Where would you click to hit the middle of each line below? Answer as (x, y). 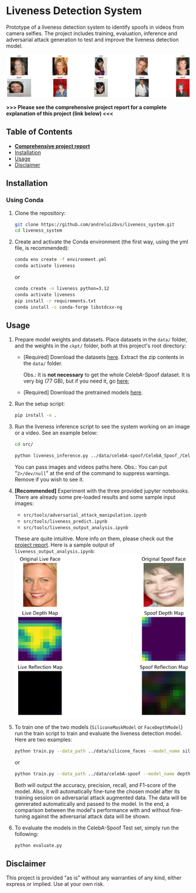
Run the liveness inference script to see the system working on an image (102, 427)
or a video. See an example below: (56, 433)
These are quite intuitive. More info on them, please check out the (94, 539)
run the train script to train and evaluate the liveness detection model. (98, 733)
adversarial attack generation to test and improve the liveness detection (92, 39)
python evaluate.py (38, 845)
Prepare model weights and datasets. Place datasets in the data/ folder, (101, 340)
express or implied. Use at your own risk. (55, 884)
